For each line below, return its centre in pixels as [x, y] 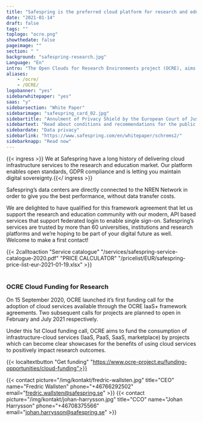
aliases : [17, 74]
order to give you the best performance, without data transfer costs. [91, 196]
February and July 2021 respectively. [52, 319]
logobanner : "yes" [29, 91]
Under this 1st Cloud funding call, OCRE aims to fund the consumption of [97, 331]
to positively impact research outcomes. [56, 350]
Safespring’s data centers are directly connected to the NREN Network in [97, 190]
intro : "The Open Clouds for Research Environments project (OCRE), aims [101, 68]
